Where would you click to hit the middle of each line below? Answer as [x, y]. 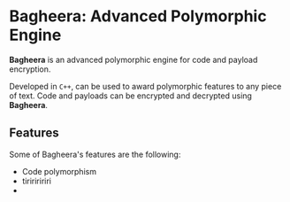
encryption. [30, 69]
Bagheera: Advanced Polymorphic [138, 16]
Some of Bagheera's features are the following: [95, 154]
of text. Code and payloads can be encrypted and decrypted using [130, 96]
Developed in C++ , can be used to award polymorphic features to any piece [145, 86]
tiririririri [36, 181]
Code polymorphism [59, 171]
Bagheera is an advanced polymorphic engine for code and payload [134, 59]
